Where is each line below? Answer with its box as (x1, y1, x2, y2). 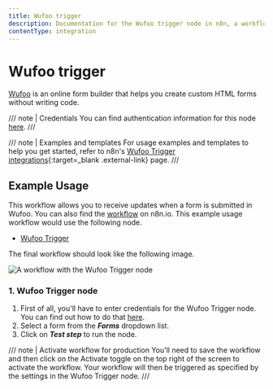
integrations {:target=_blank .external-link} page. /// (8, 155, 180, 165)
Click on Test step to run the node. (19, 330, 137, 339)
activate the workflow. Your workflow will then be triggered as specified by (8, 363, 259, 373)
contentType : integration (8, 27, 96, 35)
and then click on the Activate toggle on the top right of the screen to (8, 354, 240, 364)
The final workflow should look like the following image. (8, 249, 195, 259)
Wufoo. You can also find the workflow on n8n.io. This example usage (8, 209, 243, 219)
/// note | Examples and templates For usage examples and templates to (8, 138, 249, 147)
